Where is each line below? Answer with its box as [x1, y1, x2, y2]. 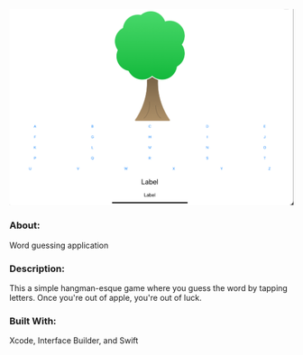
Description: [9, 262, 65, 275]
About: [9, 219, 41, 232]
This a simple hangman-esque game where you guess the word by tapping [9, 282, 289, 293]
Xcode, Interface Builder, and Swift [9, 335, 139, 346]
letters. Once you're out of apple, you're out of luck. [9, 292, 202, 303]
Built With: [9, 314, 57, 327]
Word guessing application [9, 240, 109, 250]
